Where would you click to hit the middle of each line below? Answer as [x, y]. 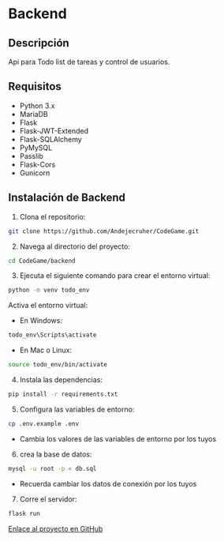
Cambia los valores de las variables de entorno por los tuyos [118, 438]
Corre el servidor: [48, 499]
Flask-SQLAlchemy [51, 139]
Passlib [31, 156]
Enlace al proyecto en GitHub [56, 528]
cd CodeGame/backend [42, 261]
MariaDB [34, 114]
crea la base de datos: [56, 454]
